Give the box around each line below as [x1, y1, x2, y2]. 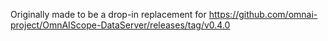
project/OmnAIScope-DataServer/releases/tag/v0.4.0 [10, 19, 231, 31]
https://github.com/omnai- [208, 9, 318, 20]
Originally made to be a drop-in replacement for [10, 9, 207, 20]
